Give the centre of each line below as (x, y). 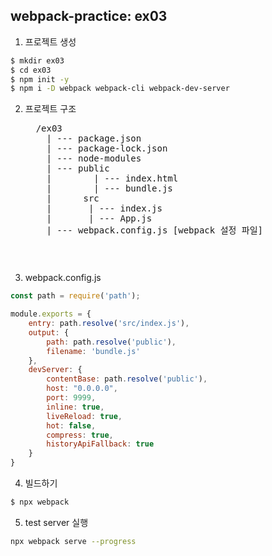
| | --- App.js (99, 218)
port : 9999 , (71, 398)
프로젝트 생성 (50, 41)
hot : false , (71, 425)
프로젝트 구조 (50, 109)
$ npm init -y (40, 79)
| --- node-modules (94, 158)
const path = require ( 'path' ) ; (75, 296)
